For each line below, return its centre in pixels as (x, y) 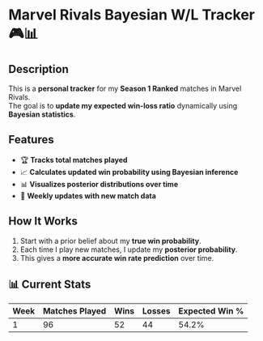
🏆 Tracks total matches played (74, 160)
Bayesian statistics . (42, 114)
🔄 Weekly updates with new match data (88, 195)
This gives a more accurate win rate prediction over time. (117, 258)
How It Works (43, 222)
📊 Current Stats (50, 285)
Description (38, 69)
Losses (157, 311)
